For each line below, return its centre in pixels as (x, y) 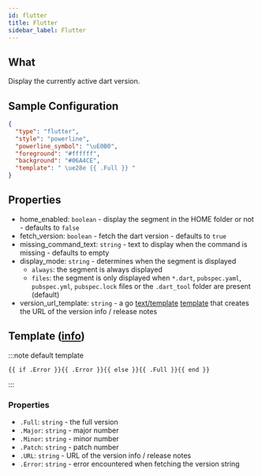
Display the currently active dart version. (74, 81)
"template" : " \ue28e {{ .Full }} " (75, 168)
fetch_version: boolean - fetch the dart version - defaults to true (123, 236)
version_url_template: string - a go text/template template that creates (135, 303)
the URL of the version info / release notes (88, 311)
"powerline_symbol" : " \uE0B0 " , (67, 146)
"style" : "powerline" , (52, 139)
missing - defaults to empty (64, 253)
